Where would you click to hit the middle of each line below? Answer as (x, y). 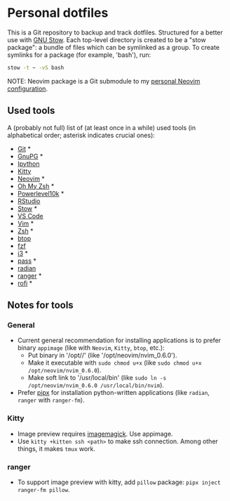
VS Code (30, 216)
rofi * (25, 283)
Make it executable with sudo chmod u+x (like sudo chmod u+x (115, 363)
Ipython (28, 164)
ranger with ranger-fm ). (51, 400)
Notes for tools (40, 305)
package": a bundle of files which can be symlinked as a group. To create (113, 47)
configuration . (27, 89)
